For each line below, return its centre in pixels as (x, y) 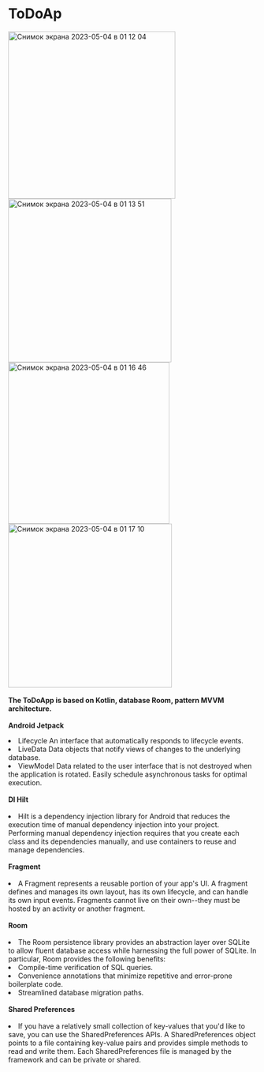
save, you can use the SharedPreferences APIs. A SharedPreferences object (132, 1034)
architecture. (30, 709)
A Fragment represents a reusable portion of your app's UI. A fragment (133, 883)
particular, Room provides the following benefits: (87, 959)
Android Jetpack (36, 725)
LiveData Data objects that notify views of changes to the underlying (130, 749)
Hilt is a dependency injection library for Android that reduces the (125, 816)
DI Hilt (19, 799)
